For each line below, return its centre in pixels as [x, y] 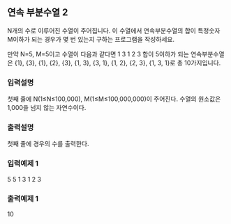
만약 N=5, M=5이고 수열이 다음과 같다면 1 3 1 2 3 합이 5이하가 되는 [98, 54]
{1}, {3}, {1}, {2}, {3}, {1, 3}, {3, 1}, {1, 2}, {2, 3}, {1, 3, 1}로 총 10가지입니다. [118, 63]
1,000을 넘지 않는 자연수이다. [47, 108]
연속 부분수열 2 [38, 13]
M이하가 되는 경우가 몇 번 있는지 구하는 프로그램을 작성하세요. [91, 39]
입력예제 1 [23, 163]
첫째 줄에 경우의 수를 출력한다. [48, 144]
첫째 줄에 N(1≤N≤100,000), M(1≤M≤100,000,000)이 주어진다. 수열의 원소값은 [114, 99]
